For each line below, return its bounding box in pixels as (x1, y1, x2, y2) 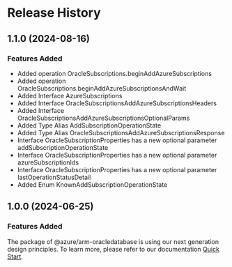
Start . (7, 252, 23, 261)
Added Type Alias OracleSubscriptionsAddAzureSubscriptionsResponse (17, 128, 225, 137)
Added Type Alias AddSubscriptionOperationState (17, 121, 162, 130)
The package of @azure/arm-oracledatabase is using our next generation (7, 237, 219, 245)
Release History (7, 5, 101, 21)
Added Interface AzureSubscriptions (17, 91, 123, 100)
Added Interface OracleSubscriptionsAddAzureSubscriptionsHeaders (17, 99, 217, 107)
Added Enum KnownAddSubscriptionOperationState (17, 180, 168, 189)
